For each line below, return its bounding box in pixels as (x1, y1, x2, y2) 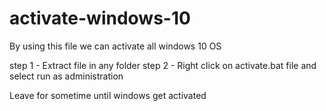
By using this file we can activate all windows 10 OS (9, 40, 222, 52)
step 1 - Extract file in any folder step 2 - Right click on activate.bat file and (9, 59, 317, 71)
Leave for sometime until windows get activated (9, 89, 207, 101)
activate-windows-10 (9, 7, 191, 30)
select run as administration (9, 70, 124, 82)
